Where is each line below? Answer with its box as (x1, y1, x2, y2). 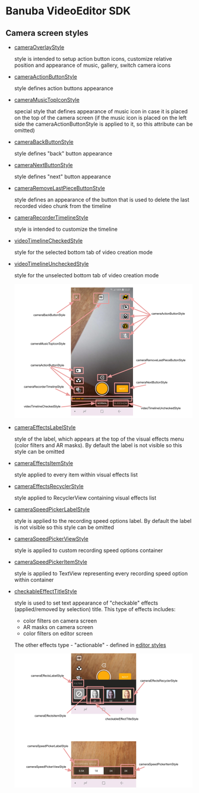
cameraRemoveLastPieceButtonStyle (14, 185, 105, 191)
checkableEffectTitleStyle (14, 588, 77, 595)
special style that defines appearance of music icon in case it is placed (14, 108, 188, 114)
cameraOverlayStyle (14, 44, 65, 51)
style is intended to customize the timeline (14, 225, 118, 233)
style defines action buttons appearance (14, 85, 113, 92)
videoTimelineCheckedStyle (14, 237, 83, 244)
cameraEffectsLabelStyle (14, 424, 76, 431)
